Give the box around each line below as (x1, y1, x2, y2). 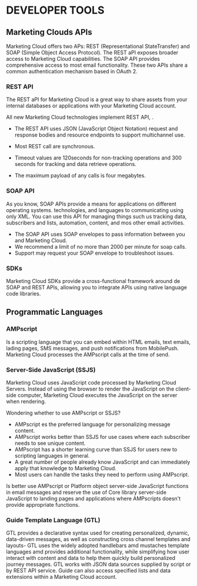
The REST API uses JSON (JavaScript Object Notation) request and (14, 125, 178, 132)
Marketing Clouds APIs (6, 27, 92, 37)
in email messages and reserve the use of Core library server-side (6, 489, 166, 496)
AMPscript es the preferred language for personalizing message (14, 421, 171, 428)
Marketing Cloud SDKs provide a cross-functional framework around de (6, 277, 181, 284)
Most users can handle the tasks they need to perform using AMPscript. (14, 471, 189, 478)
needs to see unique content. (14, 439, 86, 447)
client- (175, 385, 191, 392)
